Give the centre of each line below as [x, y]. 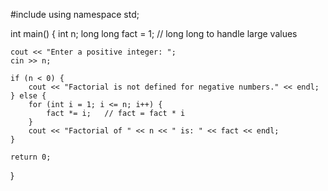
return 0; [31, 157]
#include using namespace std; [75, 14]
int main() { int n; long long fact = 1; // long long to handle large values [154, 33]
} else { [28, 96]
